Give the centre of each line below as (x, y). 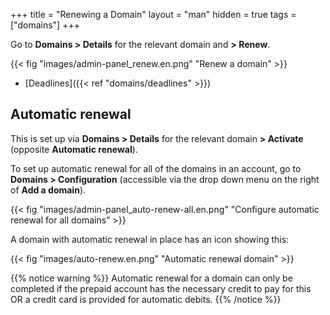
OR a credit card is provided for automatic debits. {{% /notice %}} (146, 299)
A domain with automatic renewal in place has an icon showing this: (150, 239)
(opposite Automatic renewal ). (74, 149)
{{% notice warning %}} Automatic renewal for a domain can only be (151, 278)
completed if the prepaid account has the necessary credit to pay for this (161, 288)
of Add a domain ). (48, 190)
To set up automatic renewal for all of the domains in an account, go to (156, 168)
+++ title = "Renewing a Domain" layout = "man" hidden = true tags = (153, 14)
